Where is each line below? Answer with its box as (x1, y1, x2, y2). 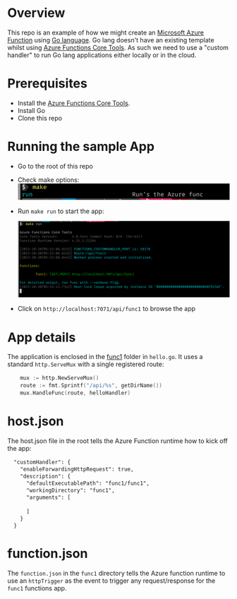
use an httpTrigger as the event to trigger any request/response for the (7, 576, 216, 585)
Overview (7, 5, 66, 21)
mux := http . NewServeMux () (20, 375, 99, 382)
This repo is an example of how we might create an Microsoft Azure (7, 28, 205, 37)
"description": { (20, 473, 71, 480)
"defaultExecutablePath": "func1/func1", (25, 480, 150, 487)
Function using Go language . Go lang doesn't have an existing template (7, 35, 214, 44)
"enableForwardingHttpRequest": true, (20, 466, 134, 473)
